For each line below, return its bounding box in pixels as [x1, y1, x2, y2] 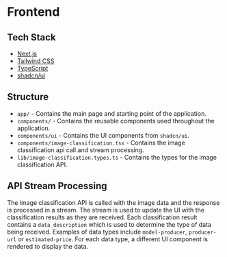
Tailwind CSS [16, 57, 55, 65]
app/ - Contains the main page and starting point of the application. [16, 109, 206, 117]
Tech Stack [7, 32, 56, 43]
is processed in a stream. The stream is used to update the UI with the [7, 206, 205, 214]
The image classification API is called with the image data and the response [7, 198, 220, 206]
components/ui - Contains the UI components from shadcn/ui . [16, 131, 190, 139]
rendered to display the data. [7, 242, 89, 250]
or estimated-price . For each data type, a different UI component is [18, 234, 209, 243]
